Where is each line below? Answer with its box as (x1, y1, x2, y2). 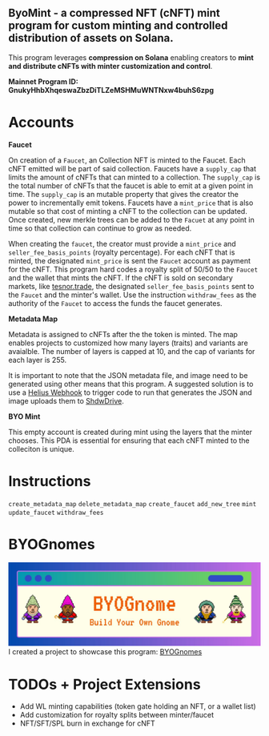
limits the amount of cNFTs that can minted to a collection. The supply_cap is (8, 172, 261, 182)
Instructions (8, 472, 91, 490)
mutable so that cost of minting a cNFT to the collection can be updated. (8, 206, 248, 215)
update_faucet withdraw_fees (8, 509, 104, 517)
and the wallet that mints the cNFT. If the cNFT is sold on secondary (8, 272, 234, 283)
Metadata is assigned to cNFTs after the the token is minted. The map (8, 329, 239, 339)
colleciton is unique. (8, 444, 74, 453)
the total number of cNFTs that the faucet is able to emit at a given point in (8, 180, 254, 191)
